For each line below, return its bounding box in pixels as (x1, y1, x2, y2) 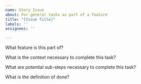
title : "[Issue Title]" (5, 17, 56, 22)
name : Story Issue (5, 7, 44, 13)
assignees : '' (5, 26, 36, 31)
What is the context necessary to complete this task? (5, 54, 116, 61)
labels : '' (5, 21, 28, 27)
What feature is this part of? (5, 45, 63, 51)
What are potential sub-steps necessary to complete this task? (5, 64, 136, 70)
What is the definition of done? (5, 74, 69, 80)
